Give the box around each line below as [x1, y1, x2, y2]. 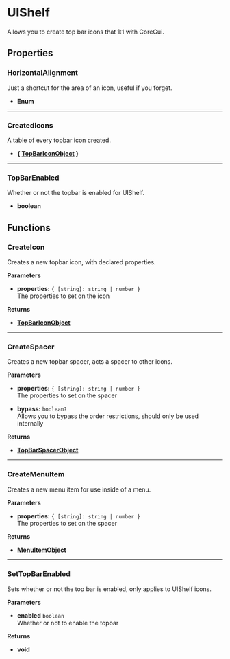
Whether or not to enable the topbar [16, 618, 119, 627]
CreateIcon [7, 242, 45, 252]
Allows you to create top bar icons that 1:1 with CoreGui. [7, 27, 164, 36]
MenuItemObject [16, 546, 66, 554]
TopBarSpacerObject [16, 446, 79, 454]
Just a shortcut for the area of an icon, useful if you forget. [7, 84, 172, 92]
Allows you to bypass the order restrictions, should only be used [16, 412, 199, 420]
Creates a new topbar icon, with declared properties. [7, 257, 156, 266]
